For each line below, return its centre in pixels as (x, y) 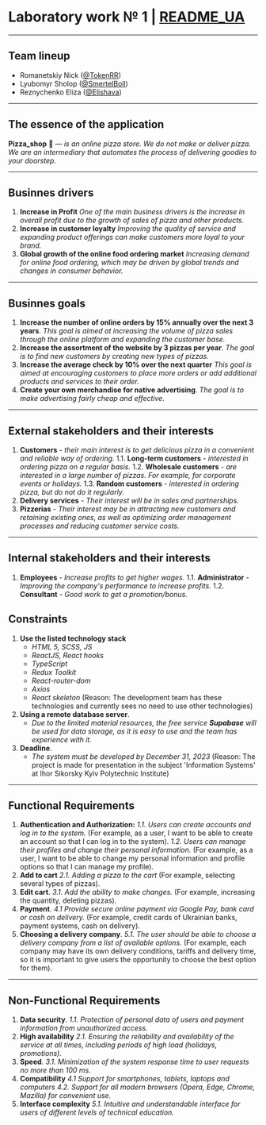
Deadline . (36, 748)
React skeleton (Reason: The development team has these (127, 697)
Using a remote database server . (74, 714)
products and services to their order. (80, 382)
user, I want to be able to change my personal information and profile (132, 858)
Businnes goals (47, 303)
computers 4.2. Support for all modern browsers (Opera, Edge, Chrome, (137, 1087)
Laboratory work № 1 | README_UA (127, 17)
